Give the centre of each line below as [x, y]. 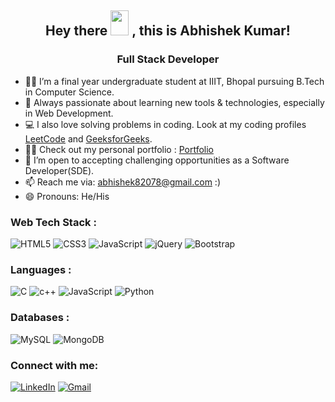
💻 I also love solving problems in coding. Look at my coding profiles [165, 124]
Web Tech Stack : [53, 222]
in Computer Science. [69, 92]
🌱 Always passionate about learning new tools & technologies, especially [174, 102]
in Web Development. [69, 113]
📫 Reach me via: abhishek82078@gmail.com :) [122, 182]
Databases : [40, 318]
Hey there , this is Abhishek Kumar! [168, 31]
